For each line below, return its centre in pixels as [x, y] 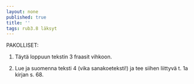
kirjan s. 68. [29, 74]
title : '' [18, 23]
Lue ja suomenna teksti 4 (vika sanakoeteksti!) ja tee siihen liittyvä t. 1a [101, 69]
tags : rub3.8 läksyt [32, 28]
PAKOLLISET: [22, 45]
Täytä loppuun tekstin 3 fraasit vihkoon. [63, 57]
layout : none [22, 12]
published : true [26, 17]
